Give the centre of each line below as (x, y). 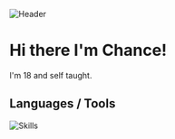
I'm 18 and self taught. (51, 75)
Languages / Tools (63, 104)
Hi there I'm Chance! (88, 51)
